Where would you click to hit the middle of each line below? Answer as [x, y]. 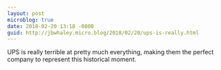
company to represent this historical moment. [72, 60]
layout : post [26, 13]
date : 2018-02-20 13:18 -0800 [51, 26]
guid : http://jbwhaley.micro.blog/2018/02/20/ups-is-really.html [103, 33]
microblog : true [30, 20]
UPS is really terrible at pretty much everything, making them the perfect [110, 52]
